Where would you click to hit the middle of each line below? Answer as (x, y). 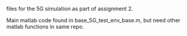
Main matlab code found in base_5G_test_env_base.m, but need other (94, 20)
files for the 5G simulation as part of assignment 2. (70, 9)
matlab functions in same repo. (45, 27)
